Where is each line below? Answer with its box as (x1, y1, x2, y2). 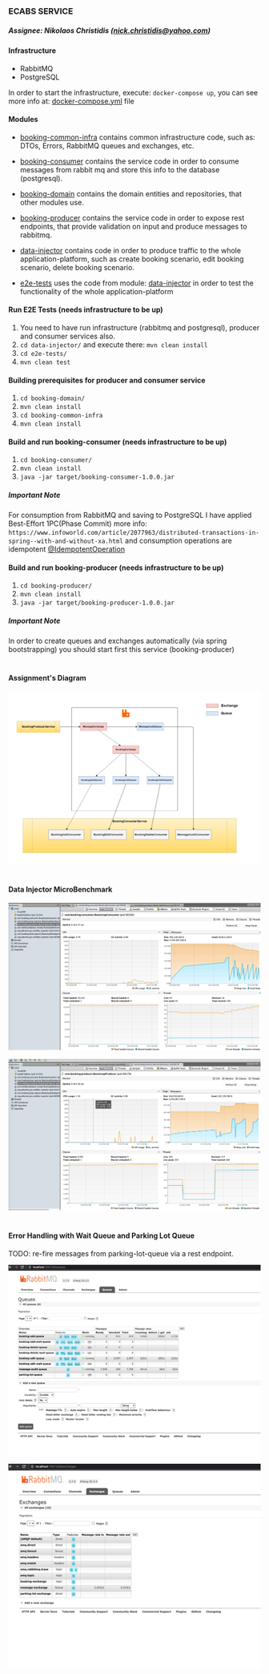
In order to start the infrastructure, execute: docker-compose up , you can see (8, 87, 259, 97)
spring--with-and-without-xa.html (8, 537, 124, 546)
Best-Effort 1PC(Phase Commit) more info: (8, 519, 148, 528)
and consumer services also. (19, 331, 116, 341)
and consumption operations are (125, 536, 232, 546)
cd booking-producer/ (19, 582, 92, 590)
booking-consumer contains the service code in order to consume (19, 156, 239, 166)
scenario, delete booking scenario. (19, 262, 134, 272)
